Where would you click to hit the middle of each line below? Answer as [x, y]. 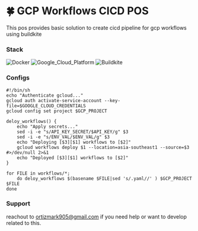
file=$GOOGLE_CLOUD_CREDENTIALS [46, 106]
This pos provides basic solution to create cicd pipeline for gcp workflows [96, 27]
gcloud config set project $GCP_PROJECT [57, 111]
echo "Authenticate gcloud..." [45, 95]
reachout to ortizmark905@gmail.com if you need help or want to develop [97, 216]
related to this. [24, 223]
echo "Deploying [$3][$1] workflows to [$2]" [74, 142]
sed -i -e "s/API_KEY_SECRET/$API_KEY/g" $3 [73, 132]
